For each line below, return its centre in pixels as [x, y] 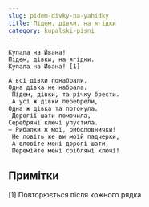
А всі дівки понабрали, [48, 81]
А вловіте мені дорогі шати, [60, 144]
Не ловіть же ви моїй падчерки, [66, 137]
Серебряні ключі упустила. [53, 123]
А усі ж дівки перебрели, [55, 102]
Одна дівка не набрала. [48, 88]
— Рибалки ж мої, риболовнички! [62, 130]
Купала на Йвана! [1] [44, 67]
